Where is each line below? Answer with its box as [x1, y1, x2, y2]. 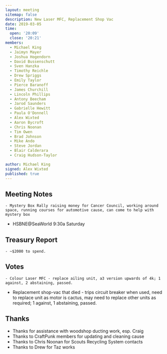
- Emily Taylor [10, 78, 42, 83]
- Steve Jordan [10, 143, 42, 149]
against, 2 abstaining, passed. [5, 280, 73, 285]
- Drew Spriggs [10, 73, 42, 78]
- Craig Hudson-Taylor [10, 153, 57, 158]
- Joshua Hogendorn [10, 54, 51, 60]
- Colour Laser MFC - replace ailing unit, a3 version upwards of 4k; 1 [5, 276, 161, 281]
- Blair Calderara [10, 148, 49, 153]
